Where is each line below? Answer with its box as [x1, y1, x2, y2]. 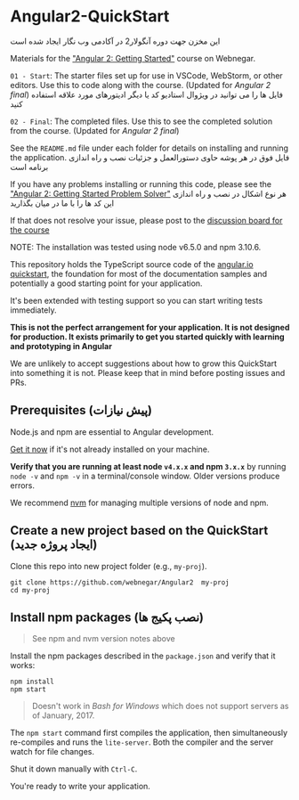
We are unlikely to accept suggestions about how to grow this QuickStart [10, 358, 278, 369]
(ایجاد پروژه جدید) [10, 537, 98, 552]
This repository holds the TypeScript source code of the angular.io [10, 258, 254, 269]
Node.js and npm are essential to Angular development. [10, 426, 214, 437]
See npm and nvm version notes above [31, 633, 176, 644]
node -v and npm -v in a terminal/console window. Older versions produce [10, 470, 280, 481]
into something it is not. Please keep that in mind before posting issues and [10, 367, 286, 378]
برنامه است [10, 161, 49, 172]
